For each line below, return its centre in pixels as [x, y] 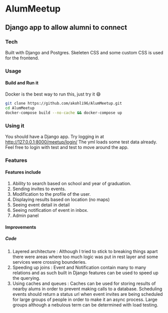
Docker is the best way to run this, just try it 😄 [53, 94]
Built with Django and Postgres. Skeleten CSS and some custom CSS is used [84, 52]
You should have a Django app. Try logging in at [55, 136]
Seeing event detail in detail [41, 205]
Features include [23, 172]
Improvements [21, 227]
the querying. [26, 278]
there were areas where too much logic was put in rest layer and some [85, 257]
